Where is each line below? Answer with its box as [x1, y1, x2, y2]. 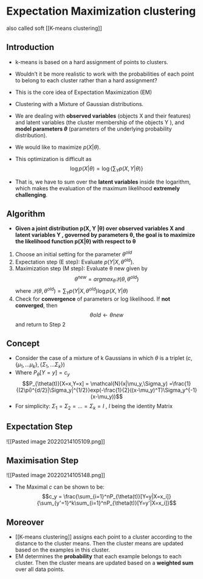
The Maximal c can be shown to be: [15, 483, 105, 491]
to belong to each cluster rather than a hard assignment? [15, 76, 158, 84]
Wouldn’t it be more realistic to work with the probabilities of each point [15, 70, 194, 77]
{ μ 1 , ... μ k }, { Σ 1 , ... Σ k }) [15, 361, 66, 370]
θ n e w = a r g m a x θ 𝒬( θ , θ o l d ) [74, 274, 139, 284]
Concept [6, 338, 40, 348]
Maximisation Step [6, 455, 79, 466]
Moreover [6, 517, 44, 527]
